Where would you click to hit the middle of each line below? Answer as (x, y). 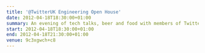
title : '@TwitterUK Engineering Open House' (64, 12)
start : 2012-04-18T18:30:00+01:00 (50, 29)
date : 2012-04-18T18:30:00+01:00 (49, 18)
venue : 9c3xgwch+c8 (31, 40)
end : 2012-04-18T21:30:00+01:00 (47, 35)
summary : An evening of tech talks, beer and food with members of (94, 23)
